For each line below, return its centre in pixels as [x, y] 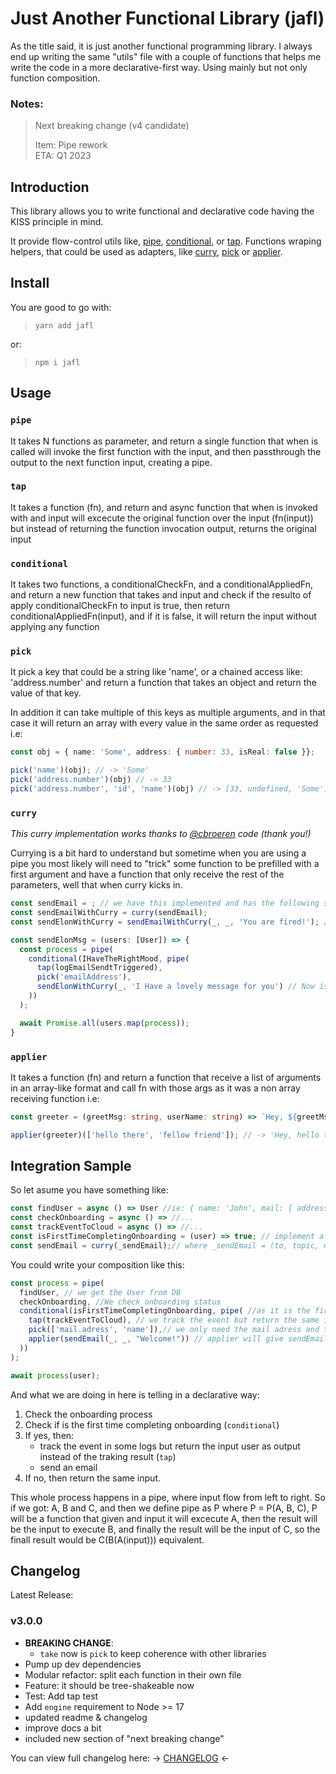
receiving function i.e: [55, 1098]
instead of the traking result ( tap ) [108, 1456]
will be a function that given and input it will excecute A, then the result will [164, 1518]
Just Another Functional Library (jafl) [167, 18]
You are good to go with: [61, 307]
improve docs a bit [63, 1728]
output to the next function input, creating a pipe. [111, 462]
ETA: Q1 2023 [63, 156]
